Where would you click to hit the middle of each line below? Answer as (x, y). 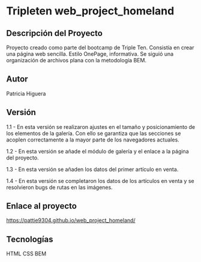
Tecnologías (30, 239)
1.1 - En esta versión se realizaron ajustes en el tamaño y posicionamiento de (101, 127)
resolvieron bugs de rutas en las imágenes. (59, 187)
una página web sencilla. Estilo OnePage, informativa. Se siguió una (90, 54)
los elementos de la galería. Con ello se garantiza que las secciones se (94, 133)
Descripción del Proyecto (55, 33)
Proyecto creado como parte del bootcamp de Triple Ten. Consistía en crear (100, 47)
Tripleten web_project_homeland (90, 11)
